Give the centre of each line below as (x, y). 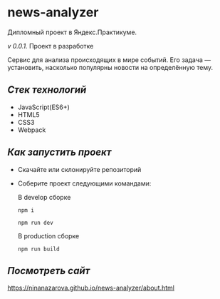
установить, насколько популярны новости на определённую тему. (110, 67)
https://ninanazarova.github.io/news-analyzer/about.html (91, 288)
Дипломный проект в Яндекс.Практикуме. (72, 32)
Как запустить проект (59, 152)
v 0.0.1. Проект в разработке (51, 46)
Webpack (32, 130)
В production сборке (48, 235)
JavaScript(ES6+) (43, 107)
